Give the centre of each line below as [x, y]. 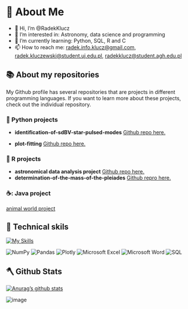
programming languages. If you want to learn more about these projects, [94, 98]
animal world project [31, 208]
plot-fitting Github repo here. [50, 144]
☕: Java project [28, 193]
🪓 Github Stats [34, 271]
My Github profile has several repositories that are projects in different [91, 92]
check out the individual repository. [49, 104]
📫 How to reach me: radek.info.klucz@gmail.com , [75, 47]
